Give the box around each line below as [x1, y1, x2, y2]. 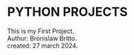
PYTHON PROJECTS [7, 4, 128, 20]
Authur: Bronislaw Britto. [7, 34, 78, 42]
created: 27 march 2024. [7, 41, 78, 49]
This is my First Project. [7, 27, 74, 35]
